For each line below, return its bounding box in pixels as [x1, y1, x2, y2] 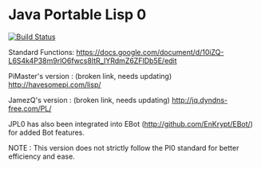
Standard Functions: [8, 47, 75, 57]
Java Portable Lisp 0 [8, 6, 147, 24]
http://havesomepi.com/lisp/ [8, 80, 101, 89]
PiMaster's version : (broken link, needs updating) [8, 71, 172, 81]
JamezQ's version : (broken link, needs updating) [8, 95, 170, 104]
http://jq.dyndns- [171, 95, 228, 104]
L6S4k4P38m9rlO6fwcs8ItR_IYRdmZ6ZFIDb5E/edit [8, 56, 177, 65]
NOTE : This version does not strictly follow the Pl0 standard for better [8, 143, 239, 152]
